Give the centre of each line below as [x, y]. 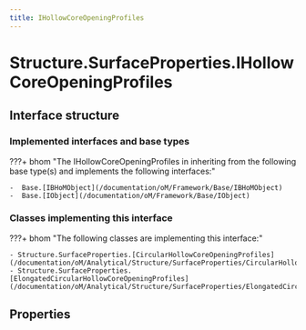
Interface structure [65, 116]
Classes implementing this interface [91, 218]
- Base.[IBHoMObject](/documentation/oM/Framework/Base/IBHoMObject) [146, 187]
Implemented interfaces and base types [99, 142]
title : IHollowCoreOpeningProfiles [77, 18]
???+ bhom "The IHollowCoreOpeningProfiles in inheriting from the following [153, 161]
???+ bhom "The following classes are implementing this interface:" [136, 238]
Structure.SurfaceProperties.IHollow [152, 62]
